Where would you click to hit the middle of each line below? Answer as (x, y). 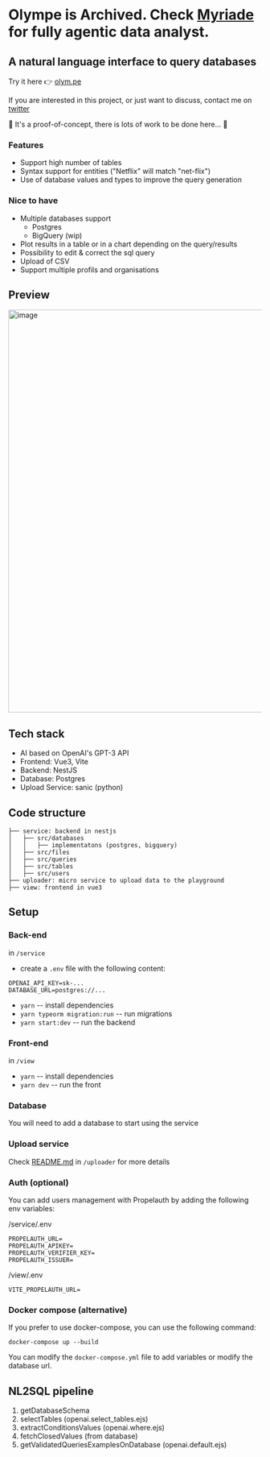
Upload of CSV (45, 261)
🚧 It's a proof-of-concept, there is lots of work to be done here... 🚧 (118, 124)
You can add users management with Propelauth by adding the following (129, 1200)
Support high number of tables (71, 163)
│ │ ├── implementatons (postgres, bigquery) (93, 846)
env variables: (31, 1208)
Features (26, 145)
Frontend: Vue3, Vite (54, 762)
